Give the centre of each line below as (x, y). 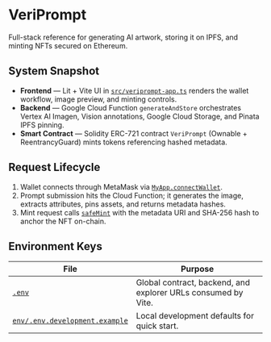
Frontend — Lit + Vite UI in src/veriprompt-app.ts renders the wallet (134, 90)
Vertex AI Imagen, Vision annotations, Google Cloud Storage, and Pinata (140, 116)
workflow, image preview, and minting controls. (98, 99)
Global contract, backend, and (193, 282)
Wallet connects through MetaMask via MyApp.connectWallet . (121, 186)
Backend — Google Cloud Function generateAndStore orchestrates (131, 107)
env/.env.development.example (71, 321)
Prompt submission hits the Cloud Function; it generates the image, (131, 195)
